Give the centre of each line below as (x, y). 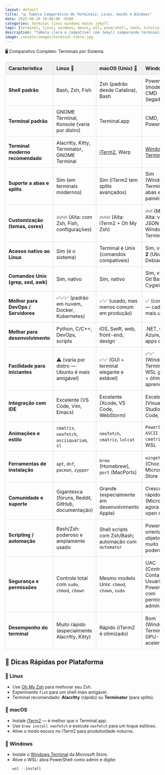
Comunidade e (26, 498)
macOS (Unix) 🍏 (118, 68)
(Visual (153, 403)
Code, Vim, (69, 406)
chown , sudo (112, 590)
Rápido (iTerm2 (117, 627)
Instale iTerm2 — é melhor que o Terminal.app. (59, 721)
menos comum (117, 307)
